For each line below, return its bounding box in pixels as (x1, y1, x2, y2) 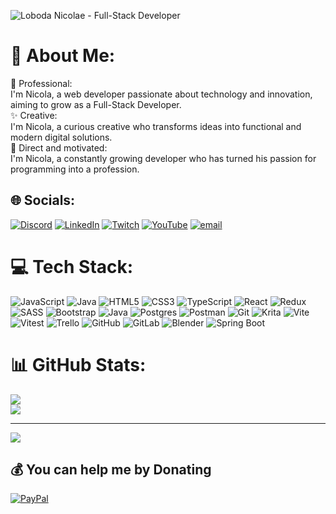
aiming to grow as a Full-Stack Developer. (10, 98, 182, 110)
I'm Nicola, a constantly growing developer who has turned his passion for (10, 152, 317, 164)
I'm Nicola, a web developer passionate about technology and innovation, (10, 88, 313, 100)
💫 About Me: (10, 45, 116, 67)
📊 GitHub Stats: (10, 353, 147, 376)
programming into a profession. (10, 163, 140, 175)
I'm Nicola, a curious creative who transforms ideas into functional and (10, 120, 302, 132)
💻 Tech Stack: (10, 255, 134, 278)
